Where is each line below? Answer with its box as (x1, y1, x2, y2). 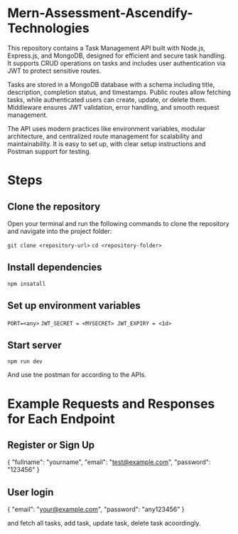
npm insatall (7, 280, 46, 287)
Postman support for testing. (7, 147, 92, 155)
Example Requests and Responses (7, 396, 215, 411)
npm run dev (7, 358, 43, 365)
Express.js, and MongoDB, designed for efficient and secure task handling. (7, 51, 227, 60)
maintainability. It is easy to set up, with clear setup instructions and (7, 139, 206, 148)
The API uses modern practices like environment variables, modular (7, 124, 206, 133)
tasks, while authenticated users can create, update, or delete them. (7, 95, 207, 104)
